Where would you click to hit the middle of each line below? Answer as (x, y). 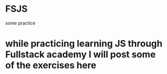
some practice (20, 23)
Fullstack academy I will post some (81, 55)
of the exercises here (51, 66)
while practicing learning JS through (84, 44)
